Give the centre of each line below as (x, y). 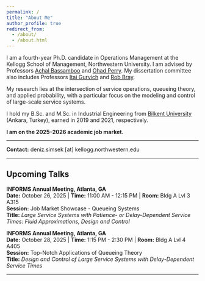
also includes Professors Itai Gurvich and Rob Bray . (71, 77)
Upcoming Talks (38, 174)
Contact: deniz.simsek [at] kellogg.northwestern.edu (73, 149)
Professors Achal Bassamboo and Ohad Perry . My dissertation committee (99, 70)
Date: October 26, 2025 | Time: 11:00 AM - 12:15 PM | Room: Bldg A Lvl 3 (98, 195)
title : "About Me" (30, 18)
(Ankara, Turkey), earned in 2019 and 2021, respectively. (77, 120)
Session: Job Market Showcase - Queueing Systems (73, 208)
